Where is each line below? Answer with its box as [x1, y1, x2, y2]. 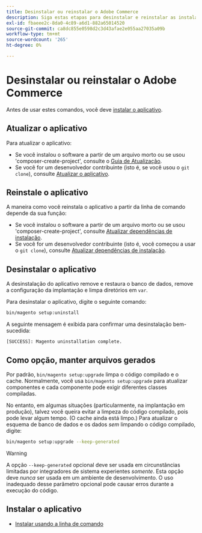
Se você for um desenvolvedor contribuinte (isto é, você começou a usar [14, 241, 196, 248]
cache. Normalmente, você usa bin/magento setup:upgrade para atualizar [6, 377, 188, 384]
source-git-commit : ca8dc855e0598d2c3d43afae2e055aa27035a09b [6, 25, 165, 32]
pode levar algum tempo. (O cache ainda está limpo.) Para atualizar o [6, 414, 178, 421]
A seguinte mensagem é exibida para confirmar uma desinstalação [6, 321, 172, 328]
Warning [6, 450, 27, 457]
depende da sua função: [6, 209, 67, 217]
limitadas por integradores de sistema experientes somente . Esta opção [6, 468, 184, 475]
